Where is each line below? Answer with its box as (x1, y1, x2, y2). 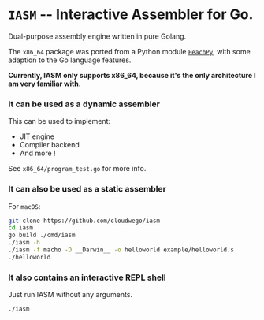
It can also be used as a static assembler (8, 184, 167, 195)
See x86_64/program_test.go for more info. (8, 164, 147, 173)
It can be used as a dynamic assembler (8, 99, 160, 110)
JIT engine (19, 132, 55, 141)
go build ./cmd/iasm (8, 231, 76, 240)
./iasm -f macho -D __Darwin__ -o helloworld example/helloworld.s (8, 246, 235, 254)
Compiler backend (19, 140, 80, 150)
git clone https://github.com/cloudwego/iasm (8, 217, 160, 225)
